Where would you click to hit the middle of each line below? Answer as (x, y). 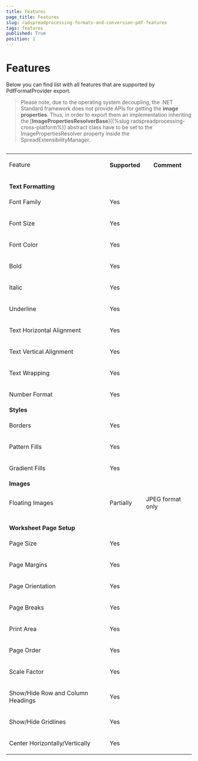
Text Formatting (32, 186)
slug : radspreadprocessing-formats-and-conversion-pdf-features (87, 22)
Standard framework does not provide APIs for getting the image (99, 108)
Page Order (25, 651)
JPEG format (164, 499)
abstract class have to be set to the (110, 127)
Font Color (24, 245)
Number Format (31, 395)
